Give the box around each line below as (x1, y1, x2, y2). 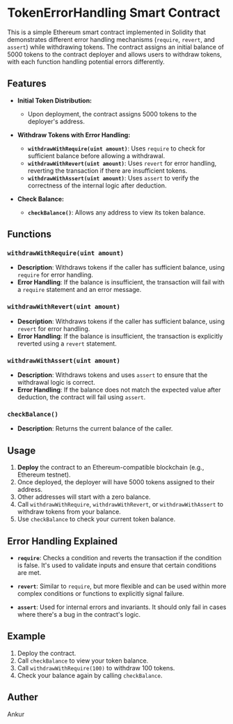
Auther (7, 691, 38, 703)
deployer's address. (27, 117, 85, 125)
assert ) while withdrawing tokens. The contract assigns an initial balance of (7, 43, 225, 51)
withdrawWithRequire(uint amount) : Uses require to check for (27, 144, 206, 153)
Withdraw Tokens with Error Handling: (17, 130, 131, 139)
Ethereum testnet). (17, 470, 71, 479)
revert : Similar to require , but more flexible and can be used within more (17, 582, 227, 590)
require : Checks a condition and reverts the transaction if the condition (17, 553, 222, 562)
